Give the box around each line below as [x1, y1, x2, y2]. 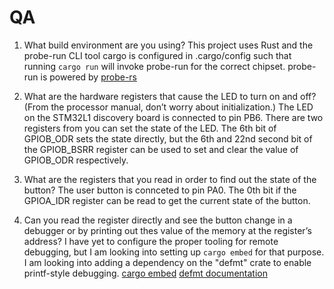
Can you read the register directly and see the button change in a [23, 214, 293, 226]
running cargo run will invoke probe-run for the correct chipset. [23, 60, 286, 72]
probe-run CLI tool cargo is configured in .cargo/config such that [23, 49, 292, 61]
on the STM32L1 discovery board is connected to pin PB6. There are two [23, 111, 324, 123]
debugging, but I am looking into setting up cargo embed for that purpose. [23, 246, 325, 258]
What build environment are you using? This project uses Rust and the [23, 39, 314, 51]
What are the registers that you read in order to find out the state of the [23, 173, 317, 185]
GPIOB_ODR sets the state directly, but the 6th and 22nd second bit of [23, 132, 313, 145]
